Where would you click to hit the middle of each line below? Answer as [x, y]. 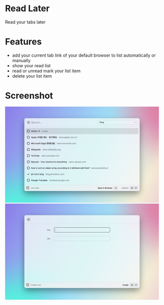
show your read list [31, 65]
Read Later [27, 9]
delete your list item [32, 76]
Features [23, 42]
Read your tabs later [25, 22]
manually [21, 60]
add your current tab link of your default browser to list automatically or [84, 55]
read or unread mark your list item [46, 71]
